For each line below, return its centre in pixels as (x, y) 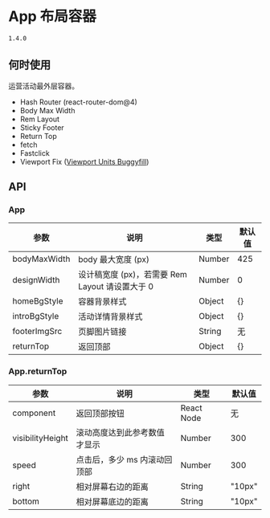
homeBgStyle (38, 301)
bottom (26, 501)
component (34, 413)
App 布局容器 (52, 16)
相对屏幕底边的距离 (112, 501)
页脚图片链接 (102, 332)
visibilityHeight (40, 438)
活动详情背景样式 (110, 316)
